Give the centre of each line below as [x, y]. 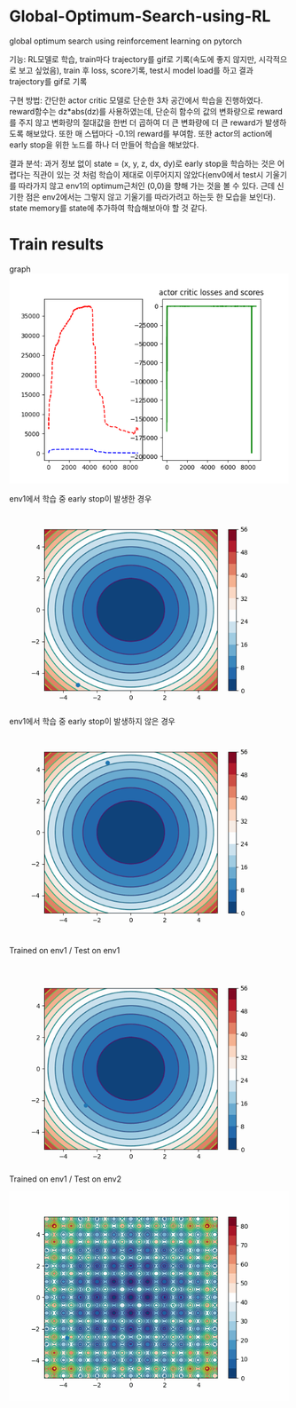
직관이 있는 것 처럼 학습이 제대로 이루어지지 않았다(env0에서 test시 [148, 174]
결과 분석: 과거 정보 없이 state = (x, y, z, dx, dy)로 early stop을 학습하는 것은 [143, 163]
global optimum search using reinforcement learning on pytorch [125, 41]
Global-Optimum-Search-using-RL [140, 16]
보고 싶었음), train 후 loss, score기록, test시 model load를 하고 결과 [136, 70]
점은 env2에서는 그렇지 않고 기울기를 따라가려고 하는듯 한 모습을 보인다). [151, 196]
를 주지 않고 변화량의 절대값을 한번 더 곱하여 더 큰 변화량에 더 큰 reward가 [136, 123]
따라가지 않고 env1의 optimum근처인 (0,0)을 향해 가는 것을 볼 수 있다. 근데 [147, 186]
